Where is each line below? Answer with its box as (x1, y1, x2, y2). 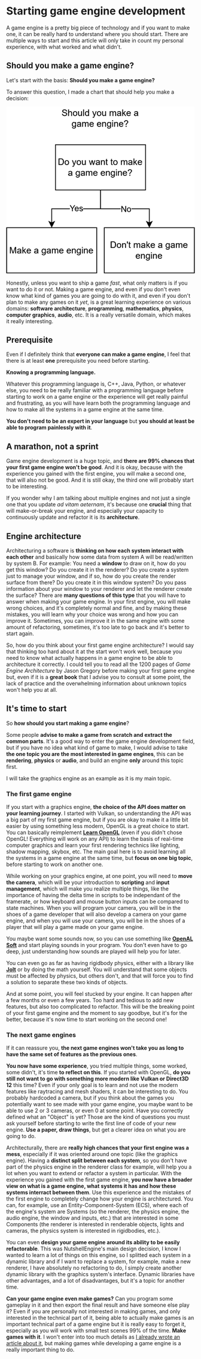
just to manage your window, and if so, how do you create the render (6, 572, 176, 580)
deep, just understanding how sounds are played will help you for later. (6, 948, 181, 955)
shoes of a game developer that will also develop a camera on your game (6, 911, 187, 918)
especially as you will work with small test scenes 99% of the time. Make (6, 1327, 187, 1334)
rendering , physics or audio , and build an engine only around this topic (6, 757, 184, 764)
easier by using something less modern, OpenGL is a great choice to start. (6, 823, 190, 830)
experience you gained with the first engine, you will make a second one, (6, 470, 187, 477)
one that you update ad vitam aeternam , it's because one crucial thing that (6, 501, 192, 508)
